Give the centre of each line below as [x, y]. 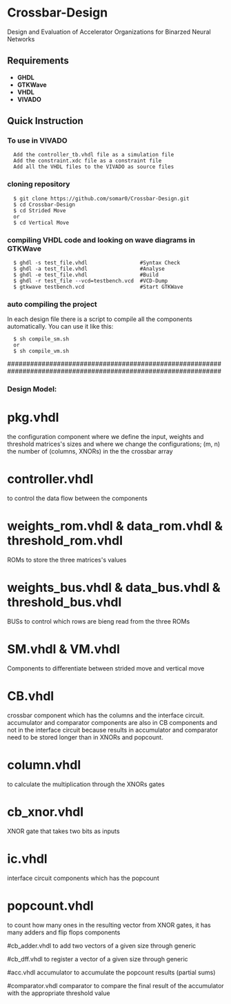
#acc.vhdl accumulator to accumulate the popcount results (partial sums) [111, 972]
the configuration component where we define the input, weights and [106, 437]
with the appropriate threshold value [59, 993]
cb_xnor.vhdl [46, 812]
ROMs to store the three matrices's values [67, 560]
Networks [21, 39]
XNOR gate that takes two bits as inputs [63, 831]
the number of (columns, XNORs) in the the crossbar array [90, 451]
